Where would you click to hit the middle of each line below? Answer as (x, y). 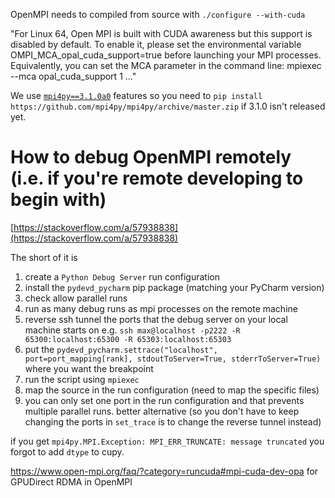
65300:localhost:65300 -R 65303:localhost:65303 (128, 339)
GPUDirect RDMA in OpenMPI (71, 481)
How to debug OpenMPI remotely (151, 157)
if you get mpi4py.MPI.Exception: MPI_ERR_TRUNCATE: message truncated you (167, 441)
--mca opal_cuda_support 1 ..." (73, 76)
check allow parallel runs (76, 298)
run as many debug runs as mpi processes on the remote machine (161, 308)
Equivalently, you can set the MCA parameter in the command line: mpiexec (166, 65)
